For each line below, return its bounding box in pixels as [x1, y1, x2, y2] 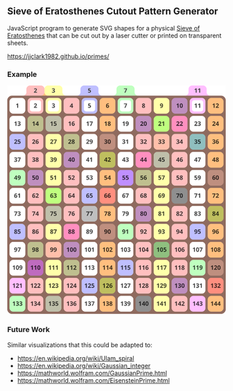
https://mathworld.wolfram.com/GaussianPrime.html [17, 369, 168, 377]
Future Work [7, 325, 50, 335]
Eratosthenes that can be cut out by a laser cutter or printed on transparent [7, 31, 222, 40]
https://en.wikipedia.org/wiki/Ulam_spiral [17, 354, 135, 363]
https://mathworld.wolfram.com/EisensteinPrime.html [17, 376, 170, 384]
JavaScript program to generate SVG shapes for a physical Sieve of [7, 24, 200, 32]
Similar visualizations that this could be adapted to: [7, 340, 153, 349]
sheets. [7, 38, 28, 47]
